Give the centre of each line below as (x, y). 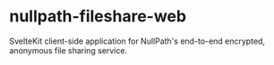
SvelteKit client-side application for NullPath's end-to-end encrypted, (137, 41)
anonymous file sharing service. (68, 50)
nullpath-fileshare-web (98, 16)
